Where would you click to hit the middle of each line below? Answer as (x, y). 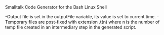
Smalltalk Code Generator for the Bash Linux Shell (56, 7)
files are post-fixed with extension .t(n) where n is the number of (94, 22)
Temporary (16, 22)
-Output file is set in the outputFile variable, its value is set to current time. (81, 17)
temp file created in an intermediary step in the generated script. (71, 27)
